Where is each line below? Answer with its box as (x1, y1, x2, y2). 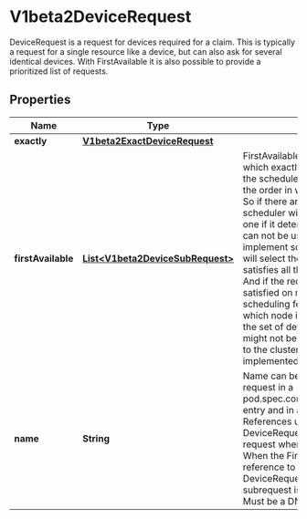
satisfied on (242, 285, 293, 298)
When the (242, 449, 285, 462)
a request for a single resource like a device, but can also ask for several (9, 46, 282, 57)
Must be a (242, 494, 286, 507)
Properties (9, 92, 71, 108)
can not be (242, 229, 290, 242)
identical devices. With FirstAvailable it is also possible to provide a (9, 56, 261, 67)
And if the (242, 275, 285, 287)
